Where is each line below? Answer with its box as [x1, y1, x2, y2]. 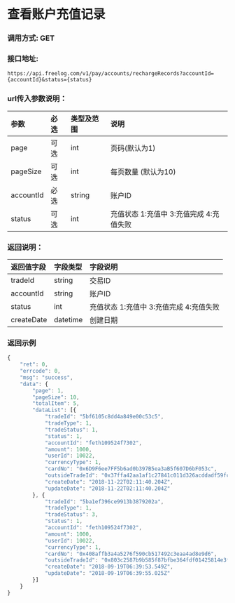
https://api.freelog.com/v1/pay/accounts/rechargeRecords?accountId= [7, 70, 215, 77]
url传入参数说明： [7, 94, 68, 104]
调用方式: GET [7, 33, 55, 43]
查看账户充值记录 [7, 6, 106, 22]
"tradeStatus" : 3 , [44, 511, 99, 518]
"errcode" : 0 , [20, 368, 61, 375]
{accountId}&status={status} [7, 77, 92, 84]
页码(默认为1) [110, 143, 156, 153]
